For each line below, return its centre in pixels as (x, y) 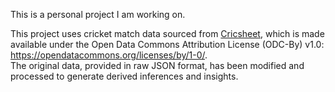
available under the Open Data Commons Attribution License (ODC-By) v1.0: (167, 44)
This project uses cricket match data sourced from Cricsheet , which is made (167, 33)
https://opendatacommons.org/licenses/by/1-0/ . (109, 55)
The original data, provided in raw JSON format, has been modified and (157, 65)
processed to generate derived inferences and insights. (124, 76)
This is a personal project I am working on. (98, 14)
